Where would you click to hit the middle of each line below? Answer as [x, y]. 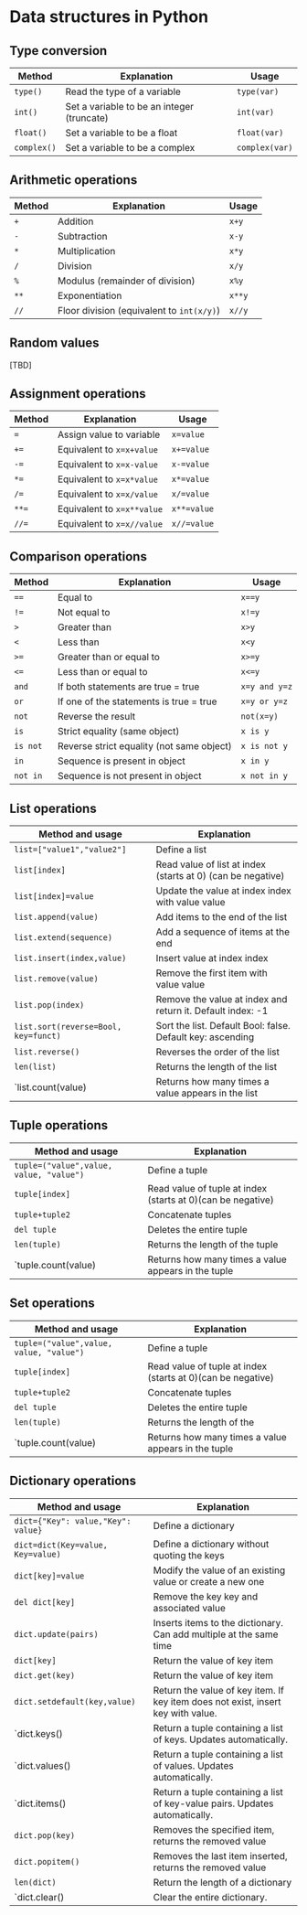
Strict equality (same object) [119, 732]
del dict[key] [45, 1602]
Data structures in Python [109, 17]
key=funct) [37, 1036]
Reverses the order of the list [218, 1052]
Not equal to [84, 613]
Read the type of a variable [123, 91]
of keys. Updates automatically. [221, 1739]
